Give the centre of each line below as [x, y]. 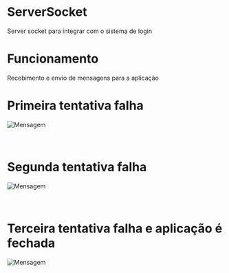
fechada [31, 243]
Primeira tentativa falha [76, 106]
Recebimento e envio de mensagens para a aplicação [83, 78]
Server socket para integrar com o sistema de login [80, 31]
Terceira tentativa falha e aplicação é [115, 228]
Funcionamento [53, 59]
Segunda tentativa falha [77, 167]
